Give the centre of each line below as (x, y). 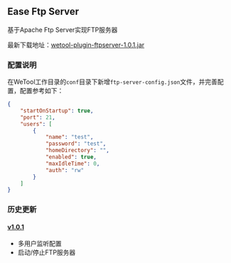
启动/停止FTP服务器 (47, 252)
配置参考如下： (42, 91)
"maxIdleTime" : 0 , (72, 163)
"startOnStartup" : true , (57, 111)
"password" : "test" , (76, 144)
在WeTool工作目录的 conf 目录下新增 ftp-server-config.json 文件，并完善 (113, 82)
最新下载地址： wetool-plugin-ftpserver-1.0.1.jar (76, 45)
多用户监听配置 (39, 244)
